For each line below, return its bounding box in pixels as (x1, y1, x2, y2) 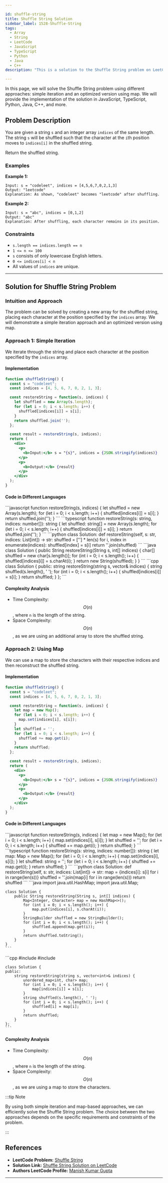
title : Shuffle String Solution (5, 16, 72, 22)
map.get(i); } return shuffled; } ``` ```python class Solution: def (5, 863, 131, 869)
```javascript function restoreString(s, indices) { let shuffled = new (5, 505, 140, 511)
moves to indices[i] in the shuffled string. (5, 140, 93, 146)
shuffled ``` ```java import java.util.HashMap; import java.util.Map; (5, 879, 139, 885)
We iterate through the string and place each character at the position (5, 349, 149, 355)
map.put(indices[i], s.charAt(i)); (31, 906, 106, 912)
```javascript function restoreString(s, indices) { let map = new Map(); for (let (5, 831, 162, 838)
